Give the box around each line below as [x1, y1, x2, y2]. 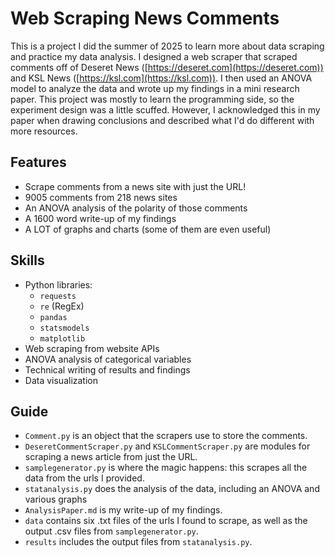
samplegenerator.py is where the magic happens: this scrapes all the [24, 462, 308, 474]
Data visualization [24, 374, 99, 386]
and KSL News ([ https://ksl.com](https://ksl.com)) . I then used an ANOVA [10, 72, 313, 84]
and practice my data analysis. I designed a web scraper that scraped [10, 50, 298, 62]
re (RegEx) [39, 300, 85, 312]
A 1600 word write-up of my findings [24, 212, 177, 224]
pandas [39, 312, 68, 322]
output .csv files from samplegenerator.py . [24, 525, 199, 537]
